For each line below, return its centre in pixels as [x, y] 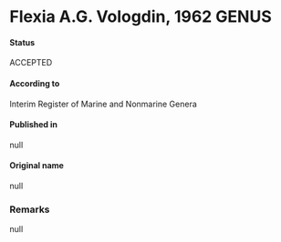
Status [22, 42]
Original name [36, 166]
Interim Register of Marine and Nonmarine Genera [104, 104]
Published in [33, 125]
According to [35, 83]
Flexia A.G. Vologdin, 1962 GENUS [140, 17]
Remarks [30, 209]
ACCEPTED [31, 63]
